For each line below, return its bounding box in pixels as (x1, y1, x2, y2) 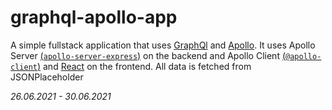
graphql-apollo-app (10, 6, 178, 29)
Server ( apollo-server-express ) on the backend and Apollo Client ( (10, 49, 287, 61)
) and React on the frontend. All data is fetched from (36, 60, 252, 72)
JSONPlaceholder (10, 71, 84, 83)
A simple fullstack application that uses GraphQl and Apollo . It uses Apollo (10, 39, 316, 51)
